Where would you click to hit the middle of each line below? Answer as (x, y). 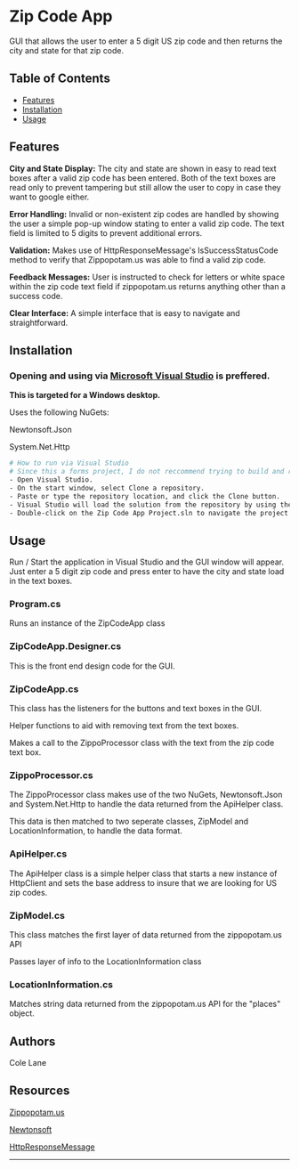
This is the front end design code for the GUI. (92, 666)
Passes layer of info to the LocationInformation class (105, 961)
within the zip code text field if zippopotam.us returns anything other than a (148, 286)
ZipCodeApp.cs (44, 689)
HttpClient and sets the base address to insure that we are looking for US (143, 882)
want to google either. (49, 197)
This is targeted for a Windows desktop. (85, 395)
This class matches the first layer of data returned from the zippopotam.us (145, 934)
